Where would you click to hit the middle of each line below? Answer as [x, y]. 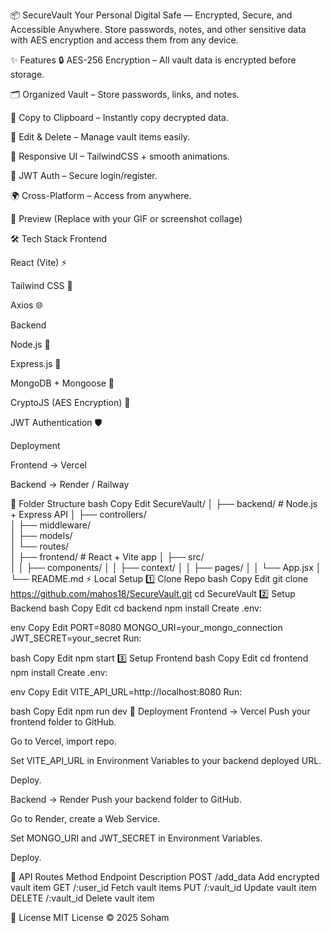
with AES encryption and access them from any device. [124, 40]
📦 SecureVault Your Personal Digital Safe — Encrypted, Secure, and [151, 15]
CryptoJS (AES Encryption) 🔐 [70, 402]
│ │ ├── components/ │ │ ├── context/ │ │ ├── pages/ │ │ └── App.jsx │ [166, 567]
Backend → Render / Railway [70, 484]
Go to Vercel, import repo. [64, 741]
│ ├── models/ [41, 535]
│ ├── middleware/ [51, 525]
